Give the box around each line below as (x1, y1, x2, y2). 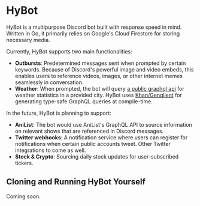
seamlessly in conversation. (14, 79, 84, 86)
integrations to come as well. (14, 147, 86, 154)
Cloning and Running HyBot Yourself (6, 177, 146, 187)
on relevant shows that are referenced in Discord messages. (14, 127, 164, 135)
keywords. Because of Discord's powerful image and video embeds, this (14, 65, 194, 73)
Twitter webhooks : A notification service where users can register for (14, 133, 188, 141)
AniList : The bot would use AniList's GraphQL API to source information (14, 121, 193, 128)
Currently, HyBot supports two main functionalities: (6, 47, 133, 55)
